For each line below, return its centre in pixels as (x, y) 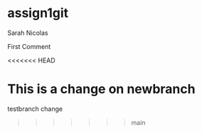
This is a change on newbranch (101, 89)
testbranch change (35, 109)
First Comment (29, 46)
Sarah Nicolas (28, 33)
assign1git (38, 13)
